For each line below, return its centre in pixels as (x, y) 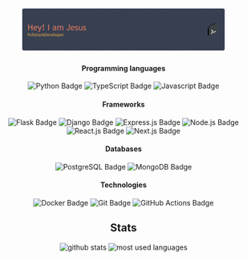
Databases (123, 149)
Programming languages (123, 68)
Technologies (123, 185)
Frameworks (123, 104)
